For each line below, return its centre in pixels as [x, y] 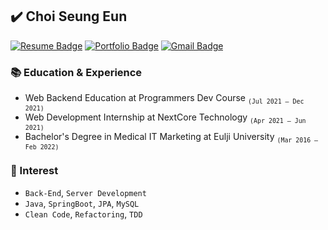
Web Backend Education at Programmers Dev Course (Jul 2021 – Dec [164, 98]
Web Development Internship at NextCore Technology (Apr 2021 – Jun [165, 118]
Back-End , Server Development [85, 192]
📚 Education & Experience [76, 72]
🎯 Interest [34, 171]
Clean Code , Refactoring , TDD [83, 214]
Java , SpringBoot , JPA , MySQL [82, 203]
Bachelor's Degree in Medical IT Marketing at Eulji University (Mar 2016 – [171, 137]
